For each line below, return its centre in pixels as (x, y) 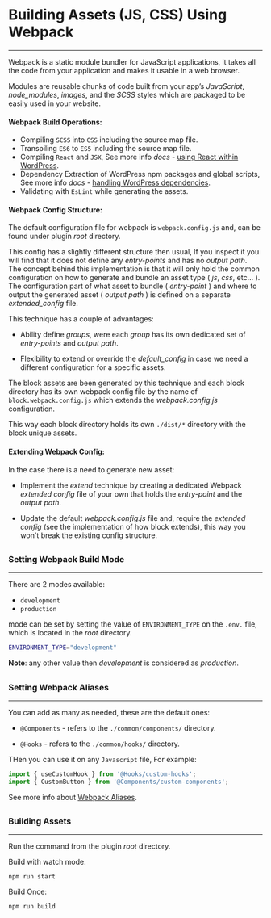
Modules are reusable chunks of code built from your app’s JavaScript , (126, 86)
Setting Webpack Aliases (58, 687)
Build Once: (27, 892)
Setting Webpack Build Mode (67, 559)
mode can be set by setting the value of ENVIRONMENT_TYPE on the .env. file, (133, 624)
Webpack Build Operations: (55, 122)
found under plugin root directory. (65, 237)
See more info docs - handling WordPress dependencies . (115, 182)
